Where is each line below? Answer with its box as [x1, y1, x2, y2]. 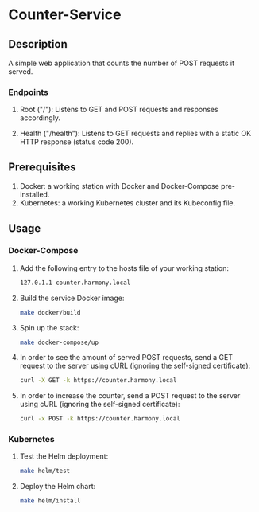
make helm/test [19, 467, 71, 475]
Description [8, 37, 68, 51]
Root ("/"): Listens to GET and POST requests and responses [19, 105, 218, 115]
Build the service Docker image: [19, 293, 125, 303]
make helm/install [19, 497, 81, 505]
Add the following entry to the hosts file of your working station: [19, 263, 229, 272]
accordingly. [19, 113, 61, 123]
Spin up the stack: [19, 322, 79, 332]
